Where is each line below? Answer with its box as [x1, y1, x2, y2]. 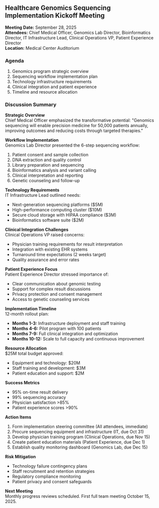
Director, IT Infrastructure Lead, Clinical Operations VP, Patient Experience [5, 35, 154, 40]
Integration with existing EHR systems [12, 246, 88, 252]
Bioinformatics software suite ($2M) [12, 217, 84, 223]
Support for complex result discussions [12, 286, 91, 292]
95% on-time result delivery [12, 389, 68, 395]
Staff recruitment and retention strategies [12, 469, 95, 474]
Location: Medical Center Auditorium [5, 45, 79, 51]
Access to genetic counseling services [12, 297, 90, 302]
